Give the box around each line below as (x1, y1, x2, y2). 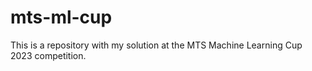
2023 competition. (10, 49, 87, 61)
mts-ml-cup (10, 6, 113, 29)
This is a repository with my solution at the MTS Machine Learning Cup (10, 39, 303, 51)
